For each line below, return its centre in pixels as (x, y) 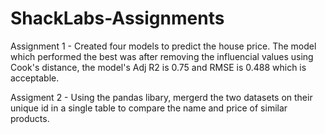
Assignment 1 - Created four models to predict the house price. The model (163, 46)
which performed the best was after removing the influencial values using (162, 56)
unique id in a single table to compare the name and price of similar (149, 108)
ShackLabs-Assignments (117, 18)
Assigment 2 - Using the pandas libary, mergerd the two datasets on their (161, 97)
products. (30, 118)
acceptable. (35, 78)
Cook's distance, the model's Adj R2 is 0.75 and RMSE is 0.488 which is (158, 67)
